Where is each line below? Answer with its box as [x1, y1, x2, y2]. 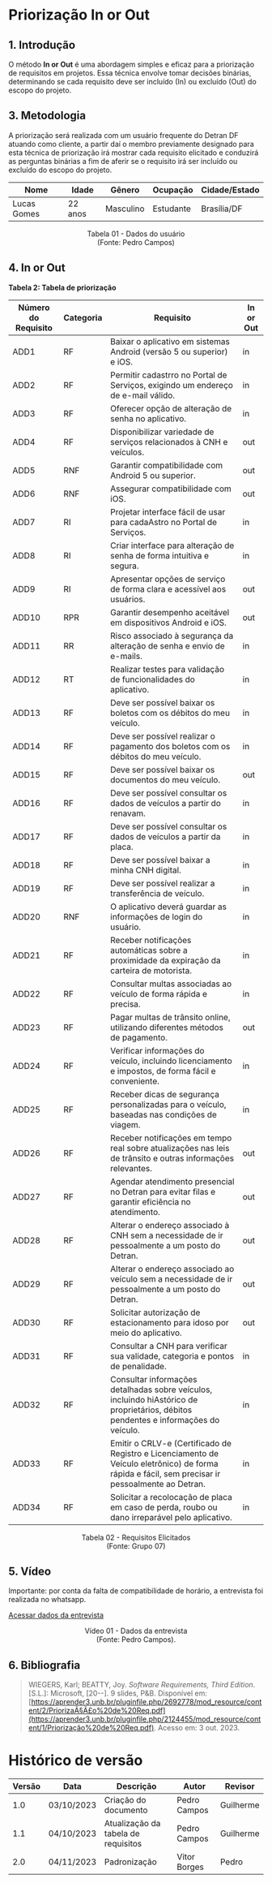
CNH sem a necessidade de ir [110, 1230, 224, 1241]
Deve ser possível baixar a [110, 854, 210, 865]
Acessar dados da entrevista [8, 1610, 104, 1620]
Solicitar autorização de [110, 1307, 201, 1318]
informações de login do [110, 911, 203, 922]
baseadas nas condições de [110, 1109, 217, 1120]
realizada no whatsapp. [8, 1595, 87, 1605]
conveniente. [110, 1075, 160, 1087]
